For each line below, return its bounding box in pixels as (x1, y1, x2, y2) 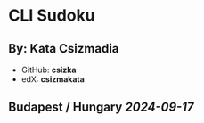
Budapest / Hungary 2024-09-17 (8, 100, 194, 115)
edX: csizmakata (20, 74, 86, 85)
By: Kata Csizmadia (8, 41, 119, 56)
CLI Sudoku (8, 5, 95, 26)
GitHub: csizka (20, 64, 77, 75)
